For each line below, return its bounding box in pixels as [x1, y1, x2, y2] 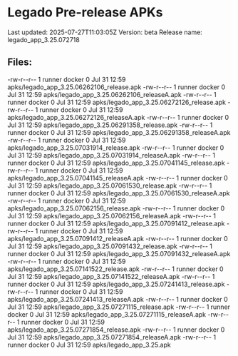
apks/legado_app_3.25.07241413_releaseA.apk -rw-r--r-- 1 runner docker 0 [7, 295, 228, 303]
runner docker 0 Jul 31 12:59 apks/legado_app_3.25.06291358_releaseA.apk [7, 128, 231, 136]
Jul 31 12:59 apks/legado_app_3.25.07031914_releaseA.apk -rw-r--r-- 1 [7, 151, 216, 159]
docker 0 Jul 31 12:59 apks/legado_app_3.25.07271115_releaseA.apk [7, 310, 207, 318]
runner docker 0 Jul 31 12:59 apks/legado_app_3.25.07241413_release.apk [7, 280, 225, 288]
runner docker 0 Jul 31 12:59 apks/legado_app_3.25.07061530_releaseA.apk [7, 188, 230, 197]
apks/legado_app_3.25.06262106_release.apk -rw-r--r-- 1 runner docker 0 [7, 83, 226, 91]
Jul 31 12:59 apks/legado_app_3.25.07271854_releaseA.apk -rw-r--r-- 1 [7, 332, 216, 341]
